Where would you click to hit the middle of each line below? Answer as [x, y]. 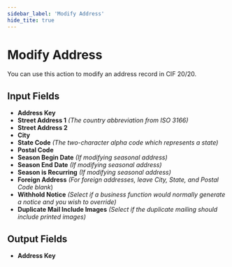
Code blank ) [35, 187]
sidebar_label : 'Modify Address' [56, 14]
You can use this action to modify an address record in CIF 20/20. [102, 74]
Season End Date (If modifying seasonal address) [89, 165]
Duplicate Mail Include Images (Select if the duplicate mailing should [117, 210]
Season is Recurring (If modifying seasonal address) [94, 173]
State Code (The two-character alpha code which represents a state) [118, 143]
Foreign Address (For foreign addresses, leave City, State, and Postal [118, 180]
